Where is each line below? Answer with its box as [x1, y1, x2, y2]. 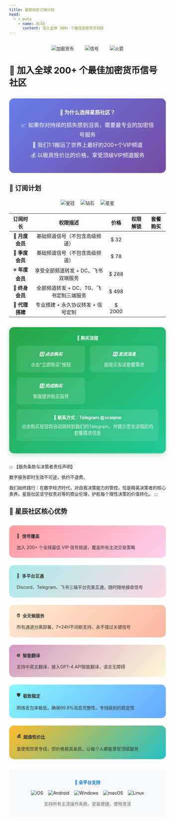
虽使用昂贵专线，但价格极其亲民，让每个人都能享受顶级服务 [16, 745, 139, 751]
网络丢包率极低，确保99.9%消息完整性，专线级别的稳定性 [16, 705, 135, 711]
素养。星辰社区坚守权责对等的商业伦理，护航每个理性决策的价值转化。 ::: [9, 491, 158, 497]
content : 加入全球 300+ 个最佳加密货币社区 [22, 26, 104, 31]
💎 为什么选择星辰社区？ [59, 109, 116, 116]
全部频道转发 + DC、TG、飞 [36, 284, 101, 291]
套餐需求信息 [74, 430, 101, 436]
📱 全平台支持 [74, 779, 101, 785]
